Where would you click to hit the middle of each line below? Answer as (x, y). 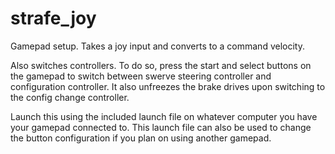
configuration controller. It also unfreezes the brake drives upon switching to (168, 86)
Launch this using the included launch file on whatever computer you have (164, 116)
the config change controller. (70, 97)
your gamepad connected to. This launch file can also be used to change (161, 127)
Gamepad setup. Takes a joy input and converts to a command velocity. (157, 46)
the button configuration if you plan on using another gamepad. (141, 138)
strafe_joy (53, 18)
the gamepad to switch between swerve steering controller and (141, 76)
